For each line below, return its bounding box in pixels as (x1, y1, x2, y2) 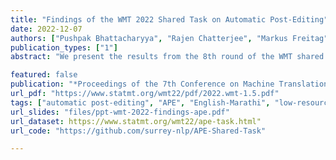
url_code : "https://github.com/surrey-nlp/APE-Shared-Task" (10, 126, 267, 136)
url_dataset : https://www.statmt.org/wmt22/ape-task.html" (10, 116, 262, 126)
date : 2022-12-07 (10, 24, 83, 34)
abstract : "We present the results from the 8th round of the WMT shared (10, 52, 325, 62)
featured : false (10, 70, 78, 80)
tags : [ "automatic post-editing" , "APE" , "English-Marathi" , (10, 97, 271, 108)
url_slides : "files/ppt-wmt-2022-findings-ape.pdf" (10, 107, 230, 117)
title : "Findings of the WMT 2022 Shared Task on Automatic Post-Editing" (10, 14, 329, 25)
